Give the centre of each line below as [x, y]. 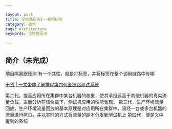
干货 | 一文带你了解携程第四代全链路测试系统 [52, 84]
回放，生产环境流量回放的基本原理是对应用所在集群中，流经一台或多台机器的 [86, 108]
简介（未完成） [29, 60]
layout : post [19, 14]
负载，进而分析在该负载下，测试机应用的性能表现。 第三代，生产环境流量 [87, 102]
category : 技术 [21, 24]
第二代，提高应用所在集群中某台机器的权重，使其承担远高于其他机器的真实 [84, 95]
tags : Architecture [26, 29]
